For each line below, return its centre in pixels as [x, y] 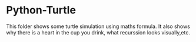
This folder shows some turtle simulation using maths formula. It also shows [98, 26]
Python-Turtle [41, 10]
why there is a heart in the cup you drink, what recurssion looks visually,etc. [98, 32]
